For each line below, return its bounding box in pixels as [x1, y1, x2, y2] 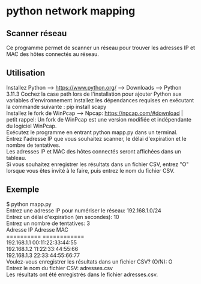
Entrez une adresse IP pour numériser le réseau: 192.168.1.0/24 [6, 206, 162, 214]
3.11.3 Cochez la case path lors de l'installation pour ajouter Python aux [6, 90, 182, 97]
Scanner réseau [6, 28, 67, 39]
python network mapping [6, 4, 136, 18]
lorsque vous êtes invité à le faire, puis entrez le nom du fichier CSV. [6, 167, 175, 174]
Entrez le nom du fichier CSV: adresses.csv [6, 264, 113, 271]
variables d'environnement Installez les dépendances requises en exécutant [6, 96, 194, 103]
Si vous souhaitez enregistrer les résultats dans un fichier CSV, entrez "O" [6, 161, 189, 168]
